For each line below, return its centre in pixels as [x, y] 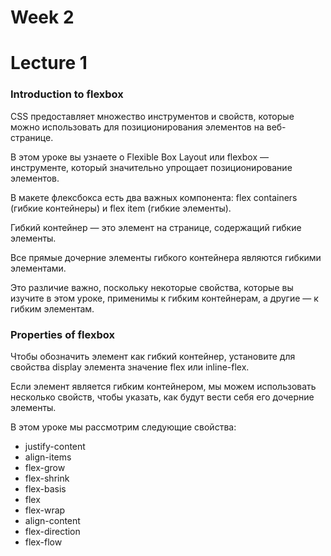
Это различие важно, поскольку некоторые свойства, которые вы [152, 287]
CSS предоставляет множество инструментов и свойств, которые [152, 116]
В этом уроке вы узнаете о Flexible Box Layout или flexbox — [139, 157]
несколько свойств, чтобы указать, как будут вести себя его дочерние [162, 397]
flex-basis [45, 488]
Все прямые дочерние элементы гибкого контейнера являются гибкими [166, 257]
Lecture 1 [49, 63]
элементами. [38, 268]
